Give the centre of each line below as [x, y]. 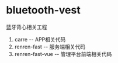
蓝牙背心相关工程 [27, 27]
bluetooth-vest [43, 10]
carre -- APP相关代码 [40, 39]
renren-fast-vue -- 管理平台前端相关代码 [63, 54]
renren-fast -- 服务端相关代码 [50, 47]
